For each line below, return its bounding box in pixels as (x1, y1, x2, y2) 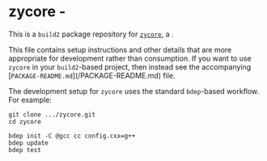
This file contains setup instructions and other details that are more (8, 44, 232, 54)
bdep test (8, 146, 42, 154)
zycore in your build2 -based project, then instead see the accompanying (8, 61, 252, 71)
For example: (8, 95, 53, 104)
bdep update (8, 138, 49, 147)
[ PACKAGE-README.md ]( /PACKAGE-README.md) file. (8, 70, 176, 80)
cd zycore (8, 117, 42, 125)
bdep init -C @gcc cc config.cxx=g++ (8, 132, 136, 140)
